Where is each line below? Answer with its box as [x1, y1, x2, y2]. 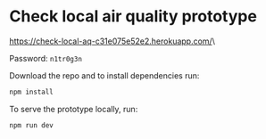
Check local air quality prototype [9, 6, 257, 27]
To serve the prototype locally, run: [9, 103, 138, 114]
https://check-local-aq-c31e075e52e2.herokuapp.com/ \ [9, 36, 216, 46]
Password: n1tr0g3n [9, 53, 83, 63]
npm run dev [9, 120, 54, 130]
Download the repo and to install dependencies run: [9, 69, 200, 81]
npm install [9, 87, 54, 96]
